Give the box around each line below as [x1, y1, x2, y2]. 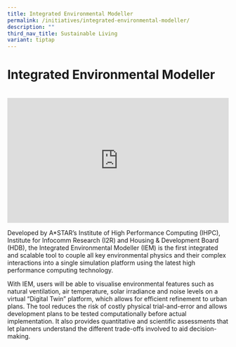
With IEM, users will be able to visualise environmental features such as [7, 279, 214, 288]
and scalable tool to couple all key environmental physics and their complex [7, 251, 226, 259]
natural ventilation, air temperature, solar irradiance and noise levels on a [7, 286, 218, 296]
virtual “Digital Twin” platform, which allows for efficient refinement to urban [7, 294, 228, 303]
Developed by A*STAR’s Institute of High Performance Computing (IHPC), [7, 228, 221, 236]
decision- [189, 324, 217, 333]
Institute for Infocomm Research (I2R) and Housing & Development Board [7, 236, 219, 244]
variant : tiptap [7, 37, 55, 44]
